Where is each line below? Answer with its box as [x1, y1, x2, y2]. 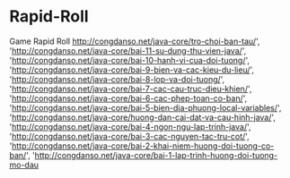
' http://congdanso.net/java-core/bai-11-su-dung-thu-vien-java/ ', [9, 45, 247, 55]
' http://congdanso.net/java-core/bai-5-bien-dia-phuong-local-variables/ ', [9, 102, 282, 113]
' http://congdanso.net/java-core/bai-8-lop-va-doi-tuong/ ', [9, 73, 225, 84]
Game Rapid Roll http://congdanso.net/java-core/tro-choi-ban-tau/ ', [9, 36, 260, 47]
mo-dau [9, 159, 39, 170]
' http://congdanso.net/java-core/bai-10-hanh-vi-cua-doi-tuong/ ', [9, 55, 250, 65]
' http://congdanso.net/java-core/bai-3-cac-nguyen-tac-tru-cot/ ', [9, 131, 250, 141]
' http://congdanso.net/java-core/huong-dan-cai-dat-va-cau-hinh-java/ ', [9, 112, 277, 123]
